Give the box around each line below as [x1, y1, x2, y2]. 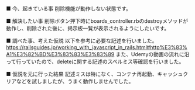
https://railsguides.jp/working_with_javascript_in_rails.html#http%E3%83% [6, 44, 187, 51]
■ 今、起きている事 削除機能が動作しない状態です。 [6, 5, 132, 12]
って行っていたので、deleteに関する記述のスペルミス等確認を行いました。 [6, 58, 184, 65]
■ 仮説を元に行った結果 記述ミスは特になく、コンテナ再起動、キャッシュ [6, 71, 183, 77]
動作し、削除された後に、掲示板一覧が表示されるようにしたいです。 [6, 25, 170, 32]
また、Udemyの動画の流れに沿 [115, 51, 190, 57]
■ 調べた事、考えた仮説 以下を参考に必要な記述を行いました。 [6, 37, 158, 44]
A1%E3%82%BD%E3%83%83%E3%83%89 [6, 51, 115, 57]
